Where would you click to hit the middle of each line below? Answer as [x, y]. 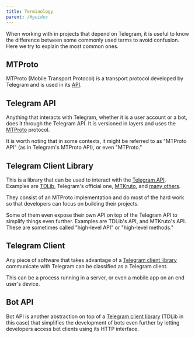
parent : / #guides [27, 17]
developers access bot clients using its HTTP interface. [72, 329]
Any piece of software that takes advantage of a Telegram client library [91, 260]
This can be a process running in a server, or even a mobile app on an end [95, 277]
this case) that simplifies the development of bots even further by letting [93, 322]
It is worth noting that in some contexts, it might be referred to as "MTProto [96, 141]
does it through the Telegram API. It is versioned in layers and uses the [91, 124]
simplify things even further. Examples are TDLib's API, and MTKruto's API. [96, 221]
